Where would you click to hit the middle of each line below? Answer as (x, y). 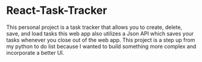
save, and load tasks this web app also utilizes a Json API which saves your (100, 33)
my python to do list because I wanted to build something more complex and (101, 46)
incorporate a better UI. (35, 52)
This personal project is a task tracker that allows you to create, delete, (94, 27)
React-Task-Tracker (57, 11)
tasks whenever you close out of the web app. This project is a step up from (101, 40)
